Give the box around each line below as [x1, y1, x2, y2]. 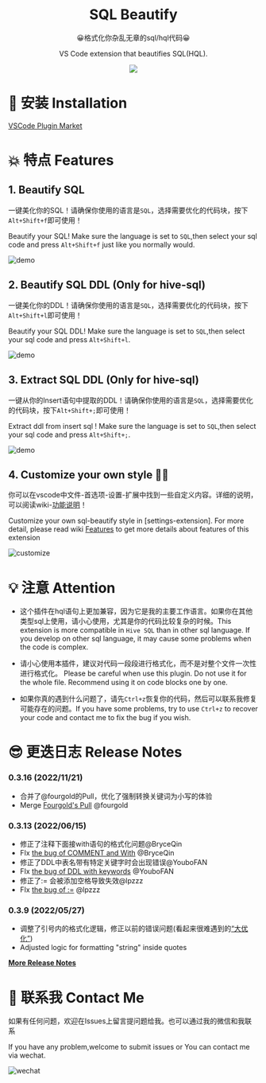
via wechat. [8, 1050, 46, 1060]
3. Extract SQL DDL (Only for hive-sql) [8, 373, 200, 387]
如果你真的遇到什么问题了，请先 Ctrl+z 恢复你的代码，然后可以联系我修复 [19, 694, 257, 703]
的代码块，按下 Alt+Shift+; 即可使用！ [8, 405, 131, 415]
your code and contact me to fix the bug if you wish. [19, 713, 191, 723]
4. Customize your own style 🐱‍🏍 [8, 468, 169, 481]
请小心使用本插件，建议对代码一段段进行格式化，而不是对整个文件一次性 [19, 659, 256, 668]
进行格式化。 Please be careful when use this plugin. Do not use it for [19, 668, 248, 678]
